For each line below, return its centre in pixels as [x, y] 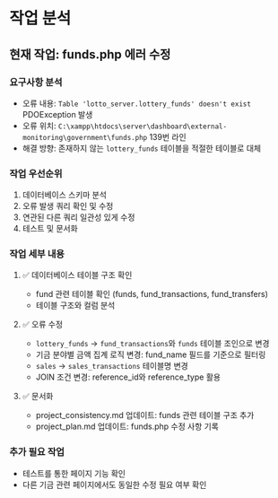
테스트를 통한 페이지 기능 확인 [74, 473]
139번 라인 [168, 136]
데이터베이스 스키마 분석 [65, 195]
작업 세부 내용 [37, 254]
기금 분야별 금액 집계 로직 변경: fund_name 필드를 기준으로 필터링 [151, 354]
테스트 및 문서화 [50, 229]
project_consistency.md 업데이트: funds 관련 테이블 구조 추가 [145, 415]
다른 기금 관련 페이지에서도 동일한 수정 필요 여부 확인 [114, 485]
